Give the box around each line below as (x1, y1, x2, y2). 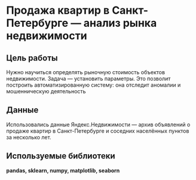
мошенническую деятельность (6, 88, 86, 94)
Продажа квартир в (6, 4, 110, 17)
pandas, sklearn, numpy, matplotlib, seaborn (6, 167, 120, 174)
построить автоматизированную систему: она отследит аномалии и (6, 81, 181, 89)
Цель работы (6, 53, 58, 63)
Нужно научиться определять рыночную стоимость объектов (6, 69, 166, 75)
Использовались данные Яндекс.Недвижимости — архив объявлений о (6, 121, 191, 128)
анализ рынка (83, 16, 157, 30)
